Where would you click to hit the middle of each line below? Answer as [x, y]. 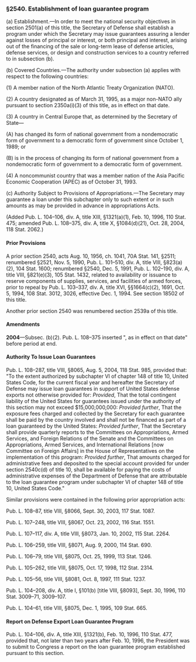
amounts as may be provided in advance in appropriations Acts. [83, 206]
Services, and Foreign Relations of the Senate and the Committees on [90, 438]
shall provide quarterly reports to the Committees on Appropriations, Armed [97, 432]
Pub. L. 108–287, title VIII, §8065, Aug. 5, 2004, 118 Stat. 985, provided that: [97, 370]
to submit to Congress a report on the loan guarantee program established [96, 647]
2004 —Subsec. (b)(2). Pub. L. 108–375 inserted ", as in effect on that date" [97, 337]
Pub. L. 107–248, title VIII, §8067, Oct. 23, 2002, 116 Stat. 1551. [80, 522]
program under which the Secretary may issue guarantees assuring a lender [98, 34]
